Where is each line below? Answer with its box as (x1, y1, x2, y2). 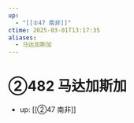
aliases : (8, 33, 37, 42)
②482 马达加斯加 (8, 77, 128, 95)
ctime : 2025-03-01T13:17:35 (8, 26, 101, 34)
